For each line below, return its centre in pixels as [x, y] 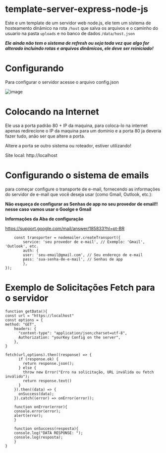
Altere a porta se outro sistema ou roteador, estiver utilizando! [68, 145]
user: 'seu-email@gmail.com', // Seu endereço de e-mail [83, 255]
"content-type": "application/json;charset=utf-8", [73, 333]
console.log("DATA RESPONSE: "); [49, 433]
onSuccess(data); [36, 394]
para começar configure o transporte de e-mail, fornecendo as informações [83, 189]
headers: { [25, 328]
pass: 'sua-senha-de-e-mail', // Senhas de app [73, 259]
